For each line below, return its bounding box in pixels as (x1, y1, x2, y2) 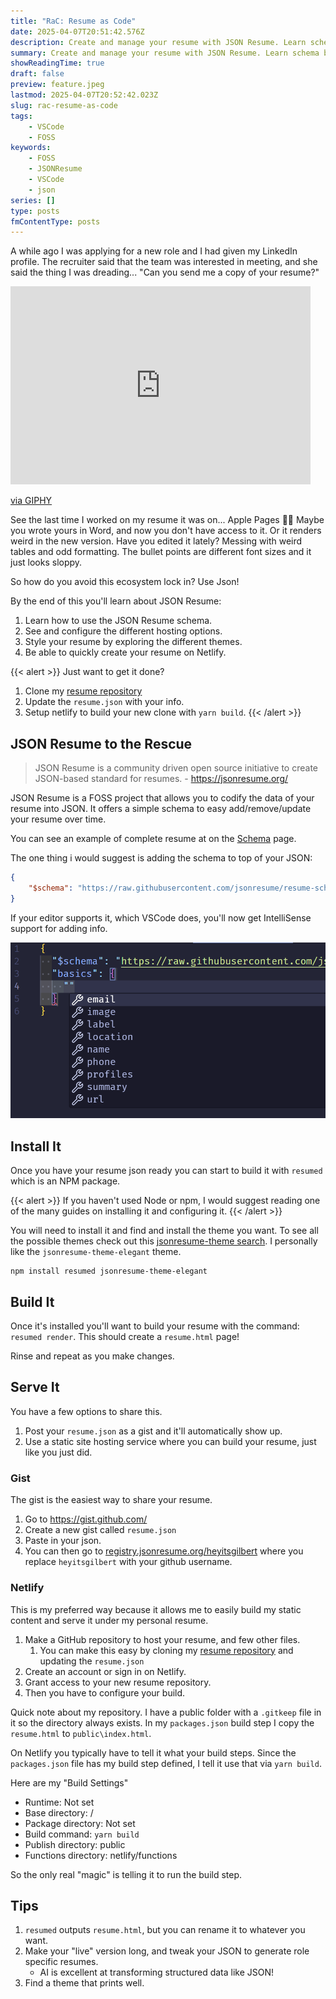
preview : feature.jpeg (10, 80, 105, 90)
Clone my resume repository (24, 685, 143, 697)
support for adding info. (10, 922, 108, 934)
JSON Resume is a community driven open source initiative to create (34, 762, 318, 774)
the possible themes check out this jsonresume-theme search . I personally (10, 1235, 318, 1247)
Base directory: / (24, 1806, 94, 1819)
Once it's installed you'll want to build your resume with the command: (10, 1320, 300, 1332)
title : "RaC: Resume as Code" (10, 16, 137, 26)
